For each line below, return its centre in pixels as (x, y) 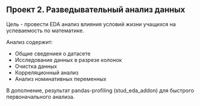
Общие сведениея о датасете (53, 54)
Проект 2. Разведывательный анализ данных (96, 10)
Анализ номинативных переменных (61, 79)
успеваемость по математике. (45, 30)
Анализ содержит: (30, 42)
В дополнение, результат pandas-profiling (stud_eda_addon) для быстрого (100, 90)
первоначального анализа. (41, 96)
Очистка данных (36, 66)
